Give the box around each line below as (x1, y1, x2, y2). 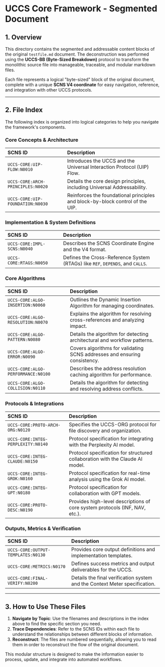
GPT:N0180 (7, 490, 30, 495)
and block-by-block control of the (67, 198, 147, 205)
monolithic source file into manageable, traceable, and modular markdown (5, 62, 156, 67)
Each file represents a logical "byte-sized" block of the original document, (5, 77, 155, 82)
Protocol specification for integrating (68, 435, 154, 442)
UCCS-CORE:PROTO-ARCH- (7, 422, 60, 428)
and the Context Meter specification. (71, 580, 156, 587)
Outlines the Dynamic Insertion (69, 296, 141, 303)
